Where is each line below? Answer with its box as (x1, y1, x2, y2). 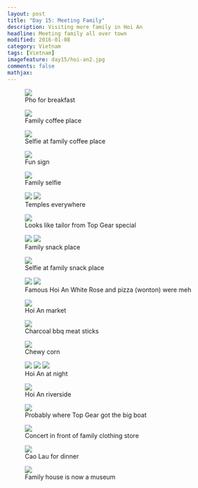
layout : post (7, 10, 46, 18)
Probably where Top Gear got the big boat (25, 411, 147, 419)
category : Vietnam (7, 43, 61, 50)
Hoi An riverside (25, 390, 72, 398)
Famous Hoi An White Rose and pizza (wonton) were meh (25, 285, 192, 294)
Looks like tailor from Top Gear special (25, 221, 137, 229)
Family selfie (25, 178, 62, 186)
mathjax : (7, 69, 33, 76)
